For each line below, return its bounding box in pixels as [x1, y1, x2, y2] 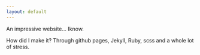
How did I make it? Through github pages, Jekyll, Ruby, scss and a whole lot [6, 36, 194, 44]
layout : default [6, 8, 47, 15]
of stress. [6, 43, 30, 50]
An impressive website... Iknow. [6, 25, 84, 32]
